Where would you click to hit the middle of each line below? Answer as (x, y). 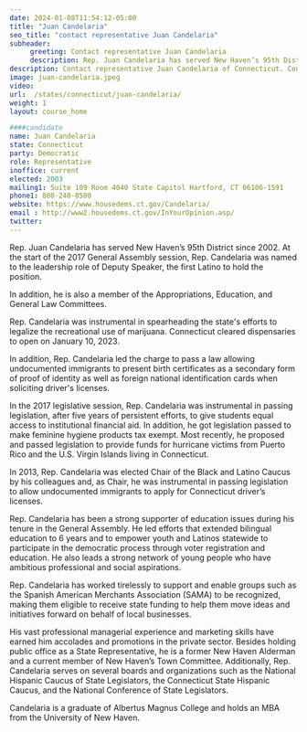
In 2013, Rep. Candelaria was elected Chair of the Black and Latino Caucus (150, 472)
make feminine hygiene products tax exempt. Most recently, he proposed (147, 434)
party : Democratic (44, 154)
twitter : (26, 221)
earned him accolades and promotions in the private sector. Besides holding (153, 642)
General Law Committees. (58, 303)
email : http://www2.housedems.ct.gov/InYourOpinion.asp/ (122, 213)
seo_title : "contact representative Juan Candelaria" (114, 35)
